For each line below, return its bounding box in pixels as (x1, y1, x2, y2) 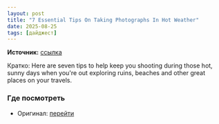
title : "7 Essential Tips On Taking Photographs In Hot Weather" (7, 17, 199, 23)
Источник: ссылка (7, 48, 62, 56)
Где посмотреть (7, 94, 66, 103)
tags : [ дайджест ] (7, 29, 57, 37)
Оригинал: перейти (17, 109, 75, 117)
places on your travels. (7, 76, 73, 85)
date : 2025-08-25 (7, 23, 57, 30)
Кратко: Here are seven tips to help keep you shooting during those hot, (7, 61, 213, 70)
